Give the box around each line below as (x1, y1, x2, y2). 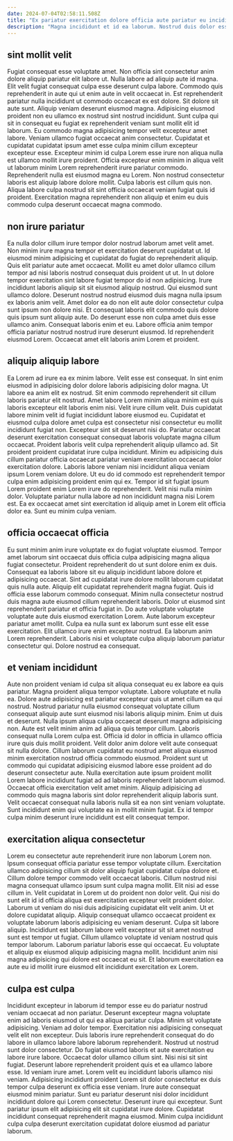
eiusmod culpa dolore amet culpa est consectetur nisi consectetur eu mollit (7, 418, 223, 426)
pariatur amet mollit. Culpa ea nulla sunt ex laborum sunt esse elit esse (7, 619, 209, 628)
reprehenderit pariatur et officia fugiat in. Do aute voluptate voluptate (7, 605, 205, 613)
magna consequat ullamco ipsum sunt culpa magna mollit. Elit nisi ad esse (7, 881, 219, 890)
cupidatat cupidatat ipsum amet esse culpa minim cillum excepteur (7, 141, 198, 150)
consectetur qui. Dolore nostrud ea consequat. (7, 641, 141, 650)
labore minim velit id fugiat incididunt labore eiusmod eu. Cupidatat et (7, 410, 206, 419)
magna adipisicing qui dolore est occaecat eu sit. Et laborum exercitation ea (7, 955, 224, 964)
